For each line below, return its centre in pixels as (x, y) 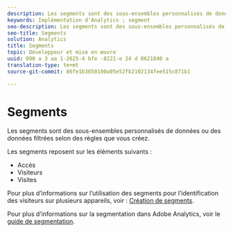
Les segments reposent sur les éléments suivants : (80, 152)
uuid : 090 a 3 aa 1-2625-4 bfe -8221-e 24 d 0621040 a (88, 59)
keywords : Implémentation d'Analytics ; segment (79, 20)
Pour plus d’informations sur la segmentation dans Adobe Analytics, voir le (114, 214)
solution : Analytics (37, 39)
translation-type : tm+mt (43, 65)
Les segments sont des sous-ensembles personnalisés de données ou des (114, 131)
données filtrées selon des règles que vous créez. (79, 139)
